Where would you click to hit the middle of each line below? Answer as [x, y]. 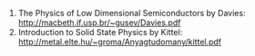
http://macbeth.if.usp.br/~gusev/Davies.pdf [99, 23]
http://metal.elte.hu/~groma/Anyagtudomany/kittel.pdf [120, 42]
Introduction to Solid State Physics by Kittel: [100, 32]
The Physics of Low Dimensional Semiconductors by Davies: [132, 13]
